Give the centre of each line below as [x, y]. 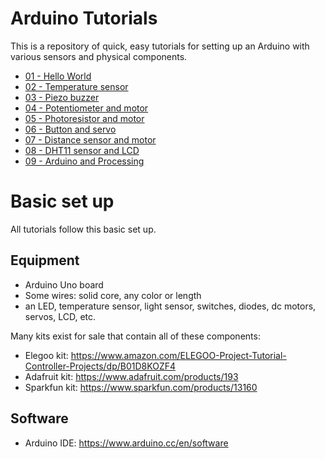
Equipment [45, 260]
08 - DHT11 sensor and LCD [82, 150]
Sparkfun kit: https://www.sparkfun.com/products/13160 [141, 387]
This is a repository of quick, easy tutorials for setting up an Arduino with [160, 46]
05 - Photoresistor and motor [84, 118]
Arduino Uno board [64, 284]
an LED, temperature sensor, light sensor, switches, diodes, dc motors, [170, 306]
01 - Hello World [58, 76]
